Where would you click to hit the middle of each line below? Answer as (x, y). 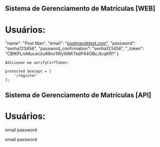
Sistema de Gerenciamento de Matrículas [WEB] (80, 9)
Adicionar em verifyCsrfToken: (37, 63)
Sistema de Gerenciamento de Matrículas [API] (78, 95)
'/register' (26, 76)
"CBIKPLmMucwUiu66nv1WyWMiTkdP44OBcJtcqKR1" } (62, 54)
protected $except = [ (28, 71)
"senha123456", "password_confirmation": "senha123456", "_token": (74, 49)
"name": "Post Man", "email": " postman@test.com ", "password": (70, 43)
